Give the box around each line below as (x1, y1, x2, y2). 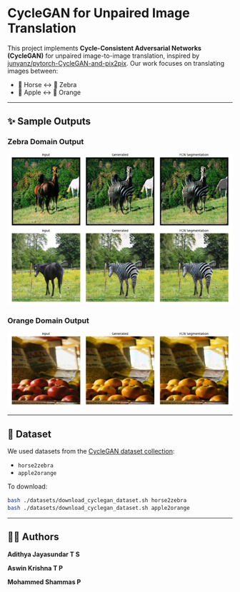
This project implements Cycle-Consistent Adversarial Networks (7, 44, 202, 52)
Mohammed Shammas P (7, 577, 81, 586)
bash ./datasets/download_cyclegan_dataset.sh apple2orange (7, 505, 191, 512)
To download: (7, 482, 48, 491)
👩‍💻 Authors (7, 531, 59, 543)
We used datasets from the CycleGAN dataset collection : (7, 447, 175, 456)
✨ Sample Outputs (7, 116, 91, 128)
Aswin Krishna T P (7, 563, 63, 572)
